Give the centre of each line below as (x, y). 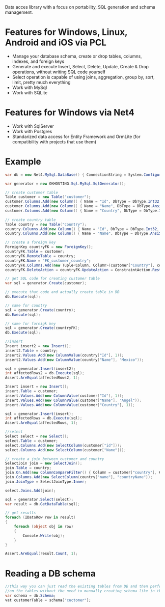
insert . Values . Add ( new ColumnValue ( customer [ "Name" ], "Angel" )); (73, 400)
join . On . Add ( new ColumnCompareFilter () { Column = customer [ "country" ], (81, 473)
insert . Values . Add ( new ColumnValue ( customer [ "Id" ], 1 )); (65, 396)
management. (19, 12)
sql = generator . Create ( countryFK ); (42, 328)
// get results (21, 513)
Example (23, 162)
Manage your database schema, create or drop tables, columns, (77, 56)
